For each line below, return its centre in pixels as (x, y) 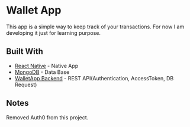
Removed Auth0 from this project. (47, 117)
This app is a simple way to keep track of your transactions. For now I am (95, 27)
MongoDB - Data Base (42, 72)
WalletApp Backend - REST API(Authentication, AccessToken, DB (94, 78)
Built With (25, 52)
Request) (26, 84)
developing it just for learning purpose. (54, 32)
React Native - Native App (46, 66)
